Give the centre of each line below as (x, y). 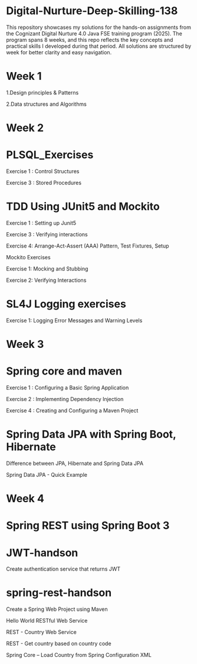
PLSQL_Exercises (50, 155)
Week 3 (25, 344)
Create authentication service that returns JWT (63, 569)
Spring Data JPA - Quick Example (47, 474)
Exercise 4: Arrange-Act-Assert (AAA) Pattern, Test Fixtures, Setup (88, 246)
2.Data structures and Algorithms (46, 104)
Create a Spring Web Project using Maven (57, 609)
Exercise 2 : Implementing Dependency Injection (65, 399)
